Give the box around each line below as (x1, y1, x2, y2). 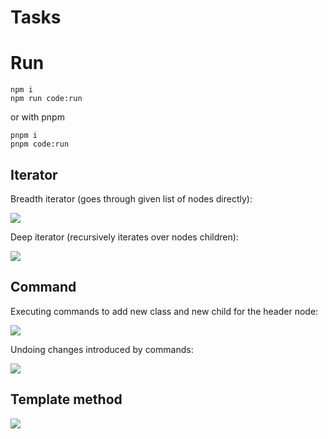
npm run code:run (10, 94, 83, 104)
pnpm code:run (10, 139, 70, 150)
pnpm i (10, 131, 38, 141)
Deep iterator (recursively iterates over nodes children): (10, 231, 239, 243)
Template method (10, 391, 123, 408)
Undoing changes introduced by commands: (10, 343, 194, 355)
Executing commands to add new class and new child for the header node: (10, 305, 319, 317)
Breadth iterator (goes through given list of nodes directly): (10, 192, 253, 205)
